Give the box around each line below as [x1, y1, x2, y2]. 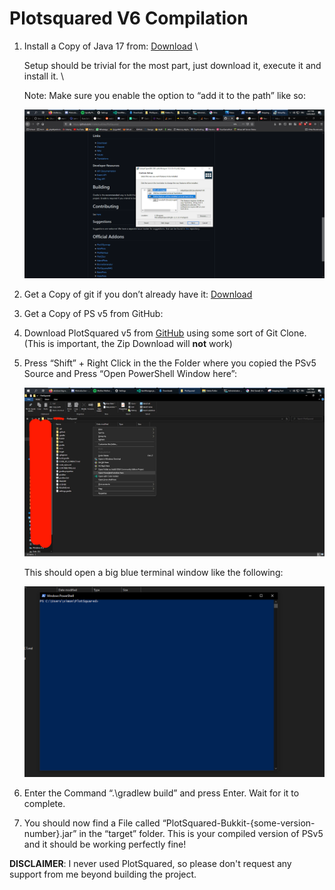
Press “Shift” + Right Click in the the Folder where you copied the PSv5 [23, 357, 317, 369]
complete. [23, 797, 66, 809]
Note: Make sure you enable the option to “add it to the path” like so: [23, 89, 307, 101]
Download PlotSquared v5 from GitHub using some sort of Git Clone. [23, 327, 307, 339]
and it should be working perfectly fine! [23, 838, 187, 850]
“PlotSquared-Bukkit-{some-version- [162, 817, 316, 829]
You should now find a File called [23, 817, 161, 829]
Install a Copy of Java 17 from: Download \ [23, 40, 199, 52]
